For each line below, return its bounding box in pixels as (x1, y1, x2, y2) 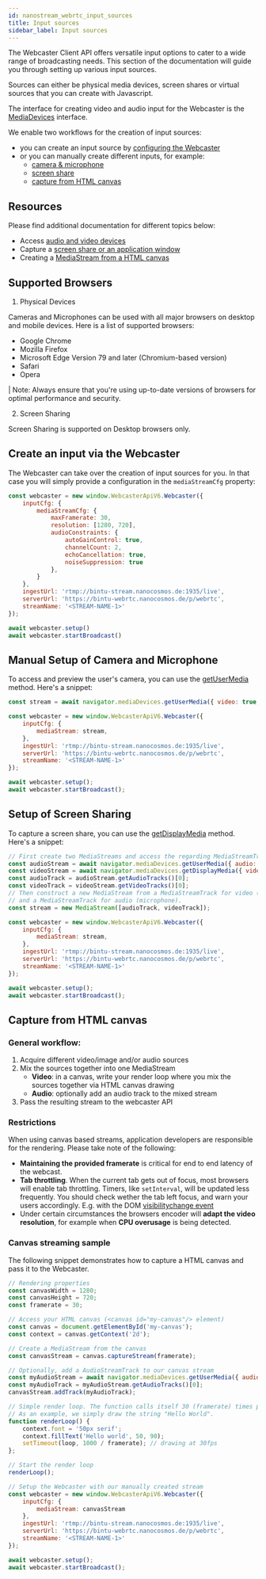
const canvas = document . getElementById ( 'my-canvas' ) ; (8, 1323, 193, 1331)
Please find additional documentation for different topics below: (8, 221, 216, 231)
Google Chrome (19, 336, 72, 345)
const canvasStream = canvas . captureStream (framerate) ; (8, 1352, 196, 1360)
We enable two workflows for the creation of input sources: (8, 128, 202, 137)
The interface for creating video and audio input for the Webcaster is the (8, 104, 245, 113)
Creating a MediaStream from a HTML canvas (19, 253, 170, 262)
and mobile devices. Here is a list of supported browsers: (8, 321, 195, 330)
